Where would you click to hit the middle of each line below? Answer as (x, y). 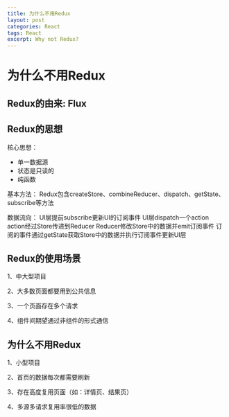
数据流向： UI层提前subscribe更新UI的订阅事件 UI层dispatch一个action (108, 217)
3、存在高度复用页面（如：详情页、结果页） (70, 392)
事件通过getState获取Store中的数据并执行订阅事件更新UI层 (103, 234)
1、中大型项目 (27, 276)
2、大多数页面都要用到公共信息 (52, 291)
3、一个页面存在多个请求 (43, 306)
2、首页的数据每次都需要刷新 (49, 378)
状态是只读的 (35, 170)
